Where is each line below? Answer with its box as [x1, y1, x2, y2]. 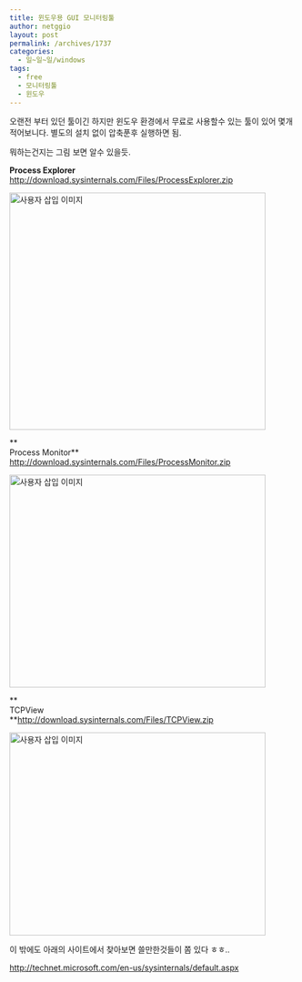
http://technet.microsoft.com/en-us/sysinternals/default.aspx [9, 962, 239, 973]
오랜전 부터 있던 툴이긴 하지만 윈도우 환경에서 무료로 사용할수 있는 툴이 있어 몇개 [9, 116, 294, 127]
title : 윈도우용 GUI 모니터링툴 [9, 13, 116, 23]
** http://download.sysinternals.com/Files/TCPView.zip [9, 714, 214, 724]
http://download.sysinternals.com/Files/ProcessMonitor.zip [9, 456, 231, 467]
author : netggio [9, 22, 71, 31]
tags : [9, 65, 30, 74]
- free [17, 73, 43, 82]
